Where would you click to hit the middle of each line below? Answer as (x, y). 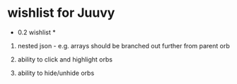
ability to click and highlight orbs (65, 59)
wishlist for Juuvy (61, 13)
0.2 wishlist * (36, 32)
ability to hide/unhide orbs (56, 73)
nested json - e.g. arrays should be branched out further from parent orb (123, 45)
